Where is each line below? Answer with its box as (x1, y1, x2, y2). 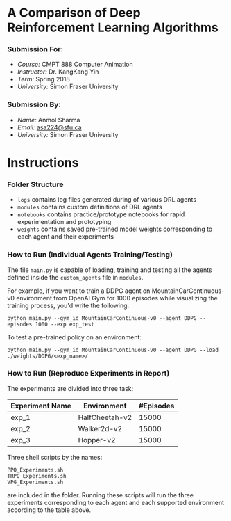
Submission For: (7, 45, 64, 54)
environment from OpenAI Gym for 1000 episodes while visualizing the (16, 294, 219, 302)
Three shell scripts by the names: (7, 453, 103, 461)
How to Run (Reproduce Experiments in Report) (7, 369, 170, 378)
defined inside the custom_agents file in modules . (7, 273, 144, 281)
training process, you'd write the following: (7, 301, 130, 310)
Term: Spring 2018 (17, 75, 71, 83)
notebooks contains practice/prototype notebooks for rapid (17, 210, 185, 218)
